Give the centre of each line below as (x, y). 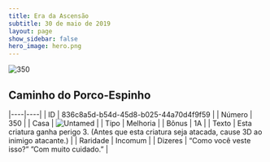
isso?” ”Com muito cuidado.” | (58, 149)
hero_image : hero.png (45, 46)
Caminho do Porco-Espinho (80, 95)
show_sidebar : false (44, 39)
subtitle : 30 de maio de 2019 (60, 24)
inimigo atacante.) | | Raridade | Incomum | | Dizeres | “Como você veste (130, 140)
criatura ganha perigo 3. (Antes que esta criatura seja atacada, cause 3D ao (135, 132)
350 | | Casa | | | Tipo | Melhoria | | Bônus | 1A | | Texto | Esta (130, 123)
